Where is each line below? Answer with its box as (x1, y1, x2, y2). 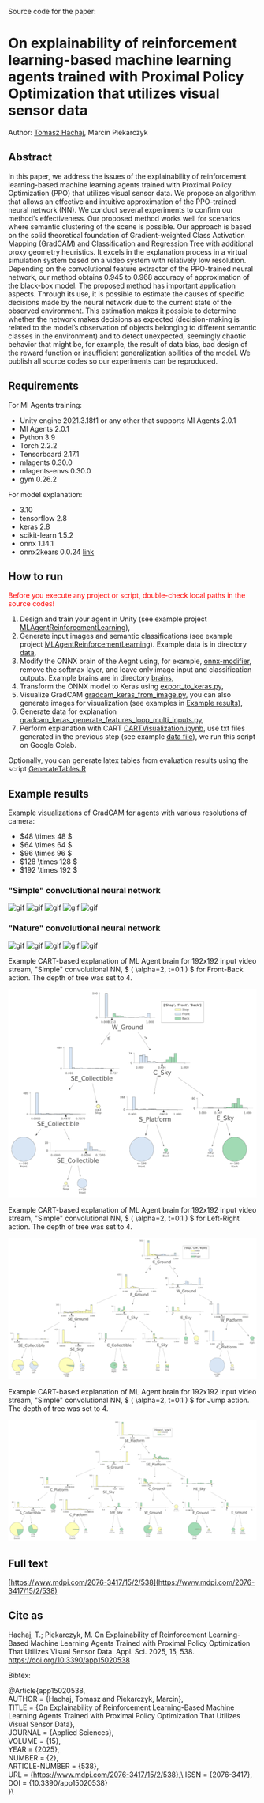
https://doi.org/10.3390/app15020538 (8, 1655, 131, 1665)
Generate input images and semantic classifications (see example (19, 632, 234, 641)
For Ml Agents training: (8, 400, 83, 409)
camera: (8, 817, 35, 826)
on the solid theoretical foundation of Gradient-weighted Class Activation (8, 230, 246, 240)
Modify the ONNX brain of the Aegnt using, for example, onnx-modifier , (19, 656, 252, 666)
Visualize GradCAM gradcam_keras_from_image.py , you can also (19, 690, 231, 700)
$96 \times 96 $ (19, 849, 73, 858)
